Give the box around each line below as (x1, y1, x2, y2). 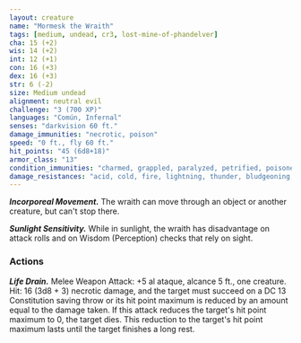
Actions (9, 255, 45, 268)
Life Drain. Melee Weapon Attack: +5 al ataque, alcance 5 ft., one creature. (9, 276, 287, 286)
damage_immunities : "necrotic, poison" (9, 130, 159, 139)
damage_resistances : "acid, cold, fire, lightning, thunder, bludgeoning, (9, 171, 295, 180)
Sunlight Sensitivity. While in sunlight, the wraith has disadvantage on (9, 224, 271, 234)
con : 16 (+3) (9, 64, 58, 73)
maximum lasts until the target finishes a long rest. (9, 323, 195, 334)
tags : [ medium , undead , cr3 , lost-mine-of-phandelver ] (9, 30, 219, 39)
